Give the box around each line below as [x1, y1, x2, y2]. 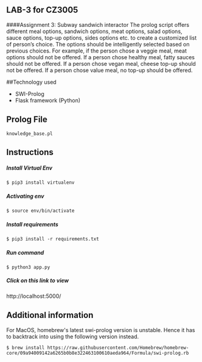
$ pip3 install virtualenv [6, 179, 75, 186]
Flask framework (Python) [15, 96, 81, 104]
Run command [6, 248, 44, 256]
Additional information [6, 310, 94, 320]
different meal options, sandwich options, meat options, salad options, [6, 27, 183, 35]
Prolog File [6, 114, 47, 125]
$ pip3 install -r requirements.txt [6, 236, 99, 242]
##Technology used [6, 78, 57, 85]
